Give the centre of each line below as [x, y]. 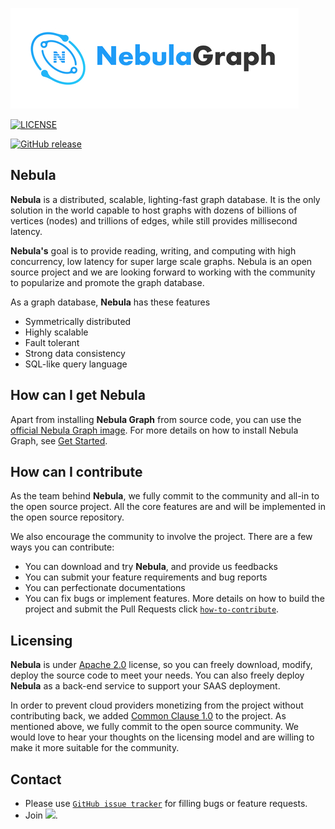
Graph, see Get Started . [59, 440]
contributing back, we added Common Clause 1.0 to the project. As [148, 716]
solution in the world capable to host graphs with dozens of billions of [154, 210]
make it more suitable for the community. [95, 748]
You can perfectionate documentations [105, 588]
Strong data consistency [75, 353]
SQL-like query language [76, 364]
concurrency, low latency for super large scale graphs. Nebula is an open [161, 261]
